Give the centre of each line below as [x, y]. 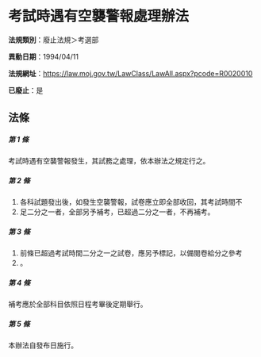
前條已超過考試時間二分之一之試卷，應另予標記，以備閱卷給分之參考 [131, 253]
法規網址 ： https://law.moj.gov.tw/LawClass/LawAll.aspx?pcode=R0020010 [130, 73]
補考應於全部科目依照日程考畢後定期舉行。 [78, 304]
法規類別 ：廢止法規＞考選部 [54, 40]
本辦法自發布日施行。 [43, 345]
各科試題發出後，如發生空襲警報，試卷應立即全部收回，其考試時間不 [131, 202]
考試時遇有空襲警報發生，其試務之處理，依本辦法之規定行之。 [109, 161]
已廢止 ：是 [26, 90]
